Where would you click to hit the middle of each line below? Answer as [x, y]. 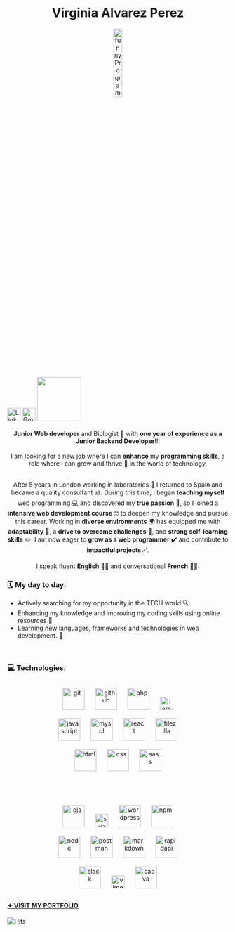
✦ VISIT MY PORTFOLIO [43, 906]
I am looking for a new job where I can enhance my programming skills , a [118, 456]
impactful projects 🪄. [118, 550]
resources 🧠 [35, 621]
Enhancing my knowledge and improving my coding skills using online [119, 613]
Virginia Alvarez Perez [118, 13]
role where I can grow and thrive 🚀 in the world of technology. [118, 463]
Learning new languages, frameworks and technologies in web [108, 628]
